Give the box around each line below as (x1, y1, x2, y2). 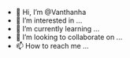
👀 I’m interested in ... (15, 16, 83, 25)
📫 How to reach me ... (15, 42, 89, 50)
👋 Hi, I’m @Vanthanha (15, 8, 87, 16)
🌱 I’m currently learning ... (15, 24, 100, 33)
